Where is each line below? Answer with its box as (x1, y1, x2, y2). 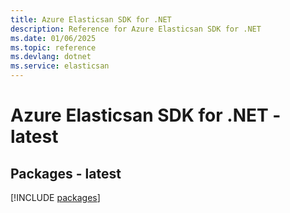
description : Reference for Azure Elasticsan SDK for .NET (10, 24, 262, 34)
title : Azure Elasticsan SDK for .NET (10, 14, 172, 25)
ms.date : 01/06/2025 (10, 33, 97, 43)
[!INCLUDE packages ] (10, 192, 101, 203)
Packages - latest (10, 165, 122, 182)
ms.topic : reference (10, 42, 97, 53)
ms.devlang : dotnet (10, 52, 92, 62)
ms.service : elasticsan (10, 61, 110, 71)
